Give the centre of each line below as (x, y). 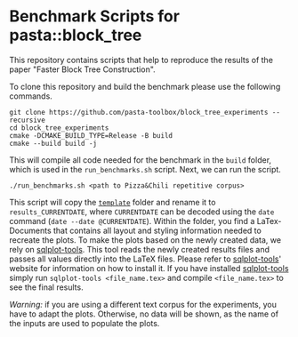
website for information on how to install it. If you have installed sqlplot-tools (149, 268)
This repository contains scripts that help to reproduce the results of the (141, 60)
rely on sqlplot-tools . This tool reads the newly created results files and (139, 249)
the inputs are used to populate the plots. (85, 323)
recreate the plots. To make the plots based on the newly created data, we (145, 240)
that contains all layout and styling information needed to (157, 230)
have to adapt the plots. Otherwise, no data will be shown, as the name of (144, 314)
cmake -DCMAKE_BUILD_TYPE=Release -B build (91, 135)
